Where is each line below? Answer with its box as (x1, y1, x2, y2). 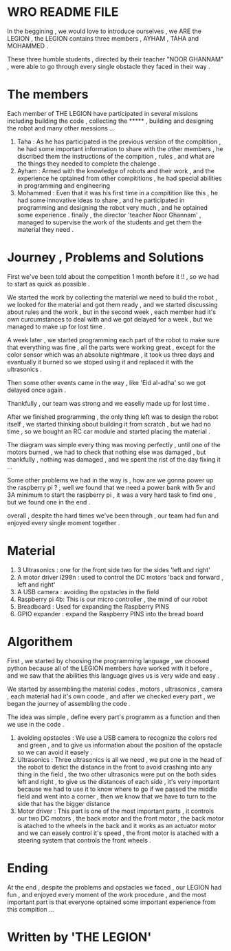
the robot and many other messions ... (7, 124, 115, 132)
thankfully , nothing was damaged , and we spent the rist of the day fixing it (7, 455, 221, 463)
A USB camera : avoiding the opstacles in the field (16, 587, 159, 596)
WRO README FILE (7, 4, 119, 20)
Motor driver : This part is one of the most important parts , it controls (16, 807, 214, 815)
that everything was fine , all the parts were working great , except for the (7, 343, 215, 351)
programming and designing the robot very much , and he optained (16, 203, 208, 211)
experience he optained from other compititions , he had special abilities (16, 174, 222, 182)
